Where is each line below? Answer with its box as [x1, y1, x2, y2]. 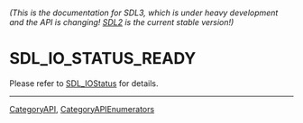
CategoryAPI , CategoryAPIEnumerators [9, 103, 155, 114]
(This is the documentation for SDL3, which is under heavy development [9, 7, 279, 18]
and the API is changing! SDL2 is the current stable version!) [9, 16, 234, 27]
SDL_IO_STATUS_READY [9, 48, 197, 68]
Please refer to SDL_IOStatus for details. [9, 77, 159, 89]
